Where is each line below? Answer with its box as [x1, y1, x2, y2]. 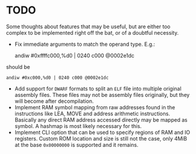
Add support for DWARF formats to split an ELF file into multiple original [14, 85, 182, 92]
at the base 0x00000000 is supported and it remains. [14, 141, 139, 148]
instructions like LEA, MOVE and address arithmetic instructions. [14, 110, 170, 117]
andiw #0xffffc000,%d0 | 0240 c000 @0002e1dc [14, 52, 135, 59]
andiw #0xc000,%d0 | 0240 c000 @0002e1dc [6, 75, 109, 81]
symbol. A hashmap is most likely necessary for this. [14, 122, 142, 129]
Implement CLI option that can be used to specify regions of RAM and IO [14, 129, 191, 136]
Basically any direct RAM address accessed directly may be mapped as [14, 116, 188, 123]
